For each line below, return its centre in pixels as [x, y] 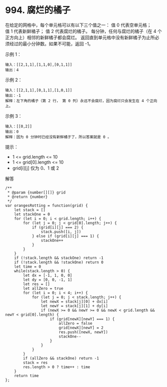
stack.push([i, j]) [61, 232]
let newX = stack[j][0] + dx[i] [74, 301]
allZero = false [76, 323]
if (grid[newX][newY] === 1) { [82, 319]
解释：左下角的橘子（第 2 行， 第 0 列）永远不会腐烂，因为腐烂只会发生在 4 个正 [79, 101]
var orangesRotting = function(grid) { [47, 205]
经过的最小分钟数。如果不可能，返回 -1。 [51, 43]
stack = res [36, 363]
